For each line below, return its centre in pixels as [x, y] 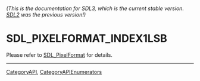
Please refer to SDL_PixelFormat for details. [60, 55]
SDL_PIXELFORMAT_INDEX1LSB [87, 38]
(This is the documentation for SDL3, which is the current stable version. [95, 8]
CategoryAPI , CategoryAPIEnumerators [54, 72]
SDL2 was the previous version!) [46, 14]
